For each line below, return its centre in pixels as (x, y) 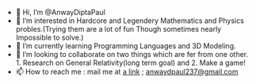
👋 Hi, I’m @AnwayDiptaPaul (60, 12)
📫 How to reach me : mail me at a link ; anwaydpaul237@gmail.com (127, 72)
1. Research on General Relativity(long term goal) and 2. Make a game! (130, 63)
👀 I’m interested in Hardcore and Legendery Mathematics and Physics (130, 21)
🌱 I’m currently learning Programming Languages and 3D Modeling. (126, 46)
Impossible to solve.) (50, 37)
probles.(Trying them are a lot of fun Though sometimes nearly (118, 29)
